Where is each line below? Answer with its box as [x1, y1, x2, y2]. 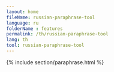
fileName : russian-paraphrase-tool [6, 14, 95, 20]
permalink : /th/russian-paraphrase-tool [6, 31, 109, 37]
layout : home [6, 8, 39, 15]
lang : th [6, 37, 28, 43]
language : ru [6, 20, 39, 26]
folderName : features [6, 25, 63, 32]
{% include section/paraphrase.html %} [6, 58, 104, 66]
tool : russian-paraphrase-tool [6, 43, 85, 49]
